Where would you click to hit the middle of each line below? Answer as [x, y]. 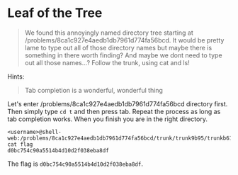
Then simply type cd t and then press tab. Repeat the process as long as [114, 111]
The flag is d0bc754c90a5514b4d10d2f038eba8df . [75, 164]
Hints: [16, 77]
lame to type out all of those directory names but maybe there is [118, 47]
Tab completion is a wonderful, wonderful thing [93, 90]
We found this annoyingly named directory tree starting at [109, 33]
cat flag [20, 144]
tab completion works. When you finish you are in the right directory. [107, 119]
